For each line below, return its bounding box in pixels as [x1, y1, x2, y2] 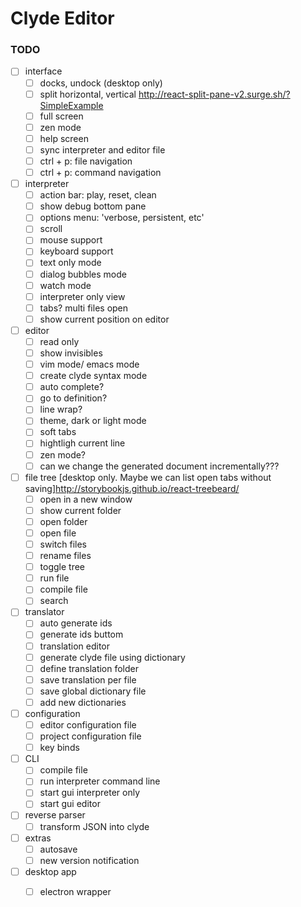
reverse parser [24, 809, 86, 821]
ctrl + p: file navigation [39, 155, 133, 167]
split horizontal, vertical [39, 88, 137, 100]
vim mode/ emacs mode [39, 358, 140, 371]
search [39, 595, 69, 607]
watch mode [39, 279, 92, 291]
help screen [39, 132, 89, 144]
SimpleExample [39, 99, 104, 111]
